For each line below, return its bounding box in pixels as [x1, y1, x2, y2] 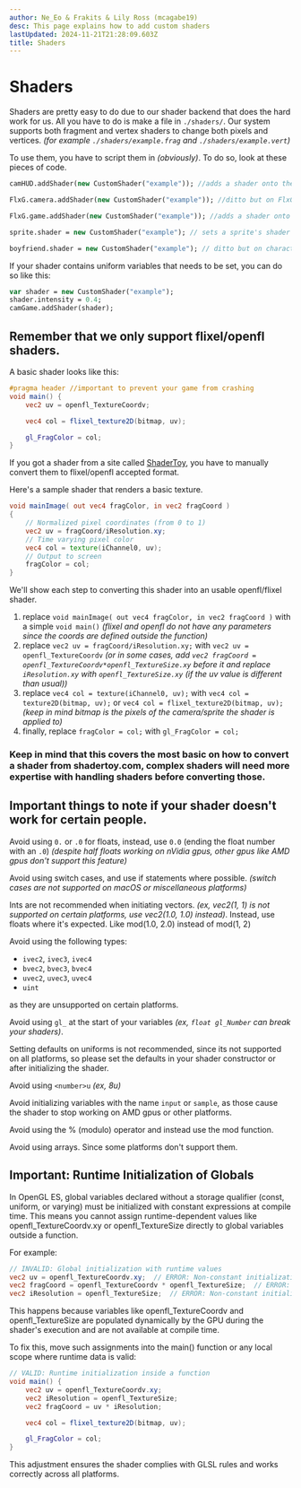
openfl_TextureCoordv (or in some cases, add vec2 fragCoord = [21, 649, 257, 660]
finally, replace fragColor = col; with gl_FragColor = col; [21, 726, 239, 736]
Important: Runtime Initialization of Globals [9, 1168, 254, 1183]
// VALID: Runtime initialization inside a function [9, 1369, 211, 1378]
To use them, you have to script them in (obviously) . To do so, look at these [9, 152, 288, 163]
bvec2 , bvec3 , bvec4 [21, 962, 92, 973]
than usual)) [21, 678, 68, 689]
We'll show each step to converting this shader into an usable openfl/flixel [9, 585, 282, 596]
